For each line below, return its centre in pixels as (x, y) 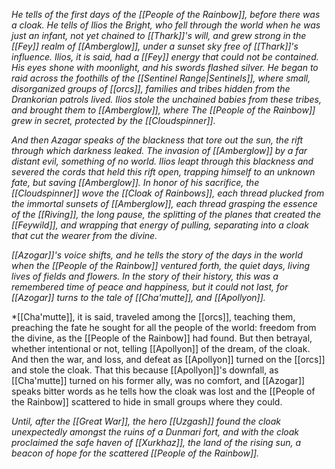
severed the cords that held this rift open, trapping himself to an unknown (163, 172)
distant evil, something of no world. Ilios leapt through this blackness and (162, 161)
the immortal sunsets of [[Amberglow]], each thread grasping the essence (164, 203)
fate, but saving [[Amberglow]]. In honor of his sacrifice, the (135, 182)
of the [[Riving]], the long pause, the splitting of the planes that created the (166, 214)
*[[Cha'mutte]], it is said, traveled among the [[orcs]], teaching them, (153, 317)
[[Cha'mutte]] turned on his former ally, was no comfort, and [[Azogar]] (158, 380)
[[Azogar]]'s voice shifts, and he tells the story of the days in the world (157, 255)
